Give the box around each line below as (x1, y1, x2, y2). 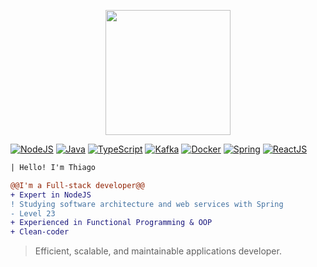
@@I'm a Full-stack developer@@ (10, 180, 145, 190)
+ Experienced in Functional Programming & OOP (10, 218, 213, 228)
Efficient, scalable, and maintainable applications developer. (34, 245, 282, 257)
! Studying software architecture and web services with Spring (10, 199, 284, 209)
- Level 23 (10, 208, 56, 219)
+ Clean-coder (10, 227, 70, 237)
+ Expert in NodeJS (10, 190, 92, 200)
